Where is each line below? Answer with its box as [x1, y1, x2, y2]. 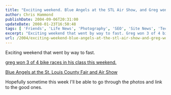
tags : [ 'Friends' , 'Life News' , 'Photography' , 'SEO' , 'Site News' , [5, 26, 156, 31]
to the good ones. [5, 84, 42, 90]
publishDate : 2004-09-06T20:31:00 [5, 17, 79, 22]
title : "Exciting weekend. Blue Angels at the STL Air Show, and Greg [5, 7, 158, 13]
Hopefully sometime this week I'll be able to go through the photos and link [5, 79, 163, 85]
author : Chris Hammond [5, 12, 53, 17]
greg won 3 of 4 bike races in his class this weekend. [5, 59, 117, 65]
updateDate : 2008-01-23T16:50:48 [5, 21, 76, 27]
